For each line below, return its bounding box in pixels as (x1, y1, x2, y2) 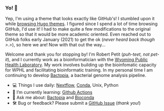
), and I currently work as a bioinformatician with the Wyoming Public (7, 57, 148, 63)
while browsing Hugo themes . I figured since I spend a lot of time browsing (5, 21, 158, 27)
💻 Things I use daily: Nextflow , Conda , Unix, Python (12, 82, 119, 88)
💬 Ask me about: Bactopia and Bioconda (12, 95, 94, 101)
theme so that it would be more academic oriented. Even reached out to (5, 32, 152, 37)
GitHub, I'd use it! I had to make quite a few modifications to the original (5, 26, 151, 32)
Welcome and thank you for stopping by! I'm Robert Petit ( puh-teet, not (5, 51, 150, 57)
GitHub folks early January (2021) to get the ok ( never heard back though (5, 37, 155, 42)
